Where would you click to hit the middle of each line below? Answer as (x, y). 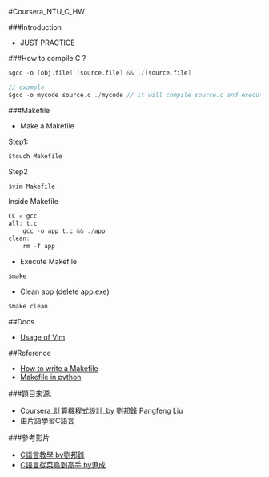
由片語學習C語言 (47, 420)
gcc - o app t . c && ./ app (64, 231)
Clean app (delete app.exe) (64, 291)
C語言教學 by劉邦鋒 (52, 455)
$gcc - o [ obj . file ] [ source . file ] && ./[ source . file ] (100, 73)
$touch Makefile (35, 156)
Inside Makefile (33, 202)
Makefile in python (50, 377)
